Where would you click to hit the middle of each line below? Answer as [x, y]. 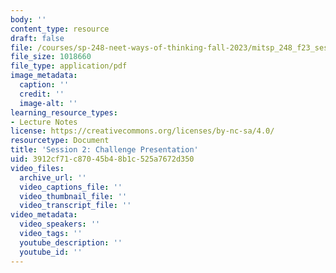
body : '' [28, 19]
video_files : [37, 168]
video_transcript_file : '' [75, 206]
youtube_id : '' [51, 252]
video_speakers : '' [60, 224]
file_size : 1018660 [51, 57]
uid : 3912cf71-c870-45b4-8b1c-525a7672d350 [102, 159]
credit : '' [42, 94]
